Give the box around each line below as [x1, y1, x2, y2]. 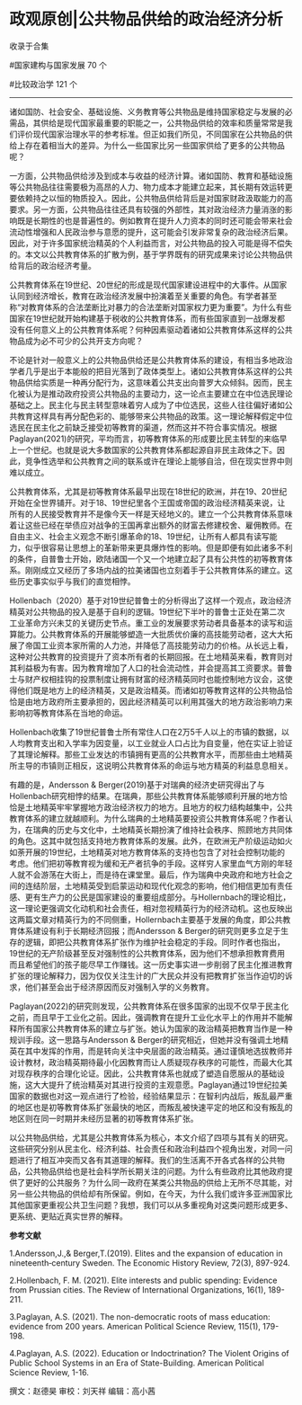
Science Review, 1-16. [9, 1366, 90, 1377]
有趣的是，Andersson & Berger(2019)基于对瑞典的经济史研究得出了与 [9, 779, 265, 790]
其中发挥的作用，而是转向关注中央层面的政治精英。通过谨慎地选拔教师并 [24, 1045, 293, 1056]
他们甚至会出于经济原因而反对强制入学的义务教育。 [24, 982, 214, 992]
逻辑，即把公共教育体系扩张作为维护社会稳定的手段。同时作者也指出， [24, 937, 285, 947]
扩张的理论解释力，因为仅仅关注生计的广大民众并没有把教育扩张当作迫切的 [9, 970, 285, 981]
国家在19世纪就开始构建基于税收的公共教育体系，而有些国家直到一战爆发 [9, 313, 278, 324]
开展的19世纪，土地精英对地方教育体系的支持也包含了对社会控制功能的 [24, 847, 286, 858]
